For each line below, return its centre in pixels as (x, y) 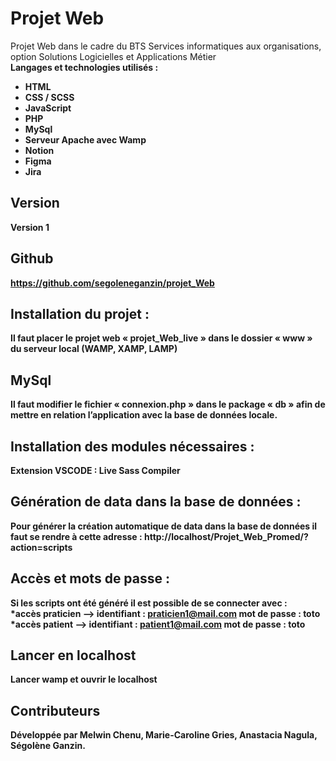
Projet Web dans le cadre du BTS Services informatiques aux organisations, (166, 46)
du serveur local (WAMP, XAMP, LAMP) (94, 349)
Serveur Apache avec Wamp (85, 139)
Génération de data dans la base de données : (156, 502)
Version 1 (30, 227)
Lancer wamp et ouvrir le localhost (84, 679)
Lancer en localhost (73, 655)
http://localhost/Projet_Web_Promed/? (226, 536)
